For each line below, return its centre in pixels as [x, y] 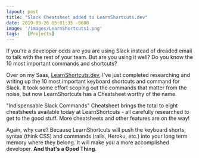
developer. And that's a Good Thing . [52, 149]
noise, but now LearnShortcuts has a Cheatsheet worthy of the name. [91, 94]
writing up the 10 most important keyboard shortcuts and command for [93, 82]
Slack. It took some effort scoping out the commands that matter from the [97, 88]
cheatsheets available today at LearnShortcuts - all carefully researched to [98, 112]
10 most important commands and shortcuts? [62, 64]
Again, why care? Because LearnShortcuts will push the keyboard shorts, [96, 130]
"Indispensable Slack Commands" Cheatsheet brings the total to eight [92, 106]
